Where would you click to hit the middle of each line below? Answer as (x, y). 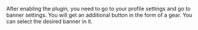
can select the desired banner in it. (49, 21)
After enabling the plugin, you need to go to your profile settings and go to (99, 9)
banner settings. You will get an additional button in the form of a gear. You (99, 15)
